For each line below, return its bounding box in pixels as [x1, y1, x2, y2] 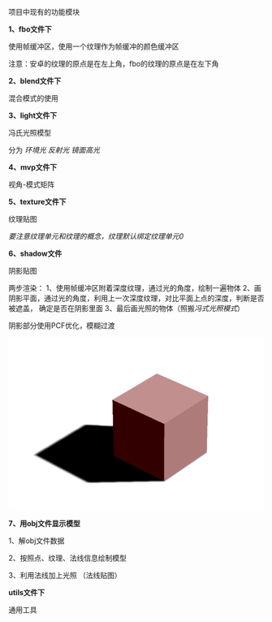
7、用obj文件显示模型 [8, 519, 81, 529]
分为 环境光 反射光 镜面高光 [8, 145, 100, 154]
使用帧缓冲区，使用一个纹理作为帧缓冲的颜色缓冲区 [8, 41, 179, 51]
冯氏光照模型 [8, 128, 51, 137]
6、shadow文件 [8, 248, 63, 258]
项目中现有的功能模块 [8, 7, 80, 16]
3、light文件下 [8, 110, 58, 120]
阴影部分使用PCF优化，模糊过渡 [8, 321, 115, 330]
